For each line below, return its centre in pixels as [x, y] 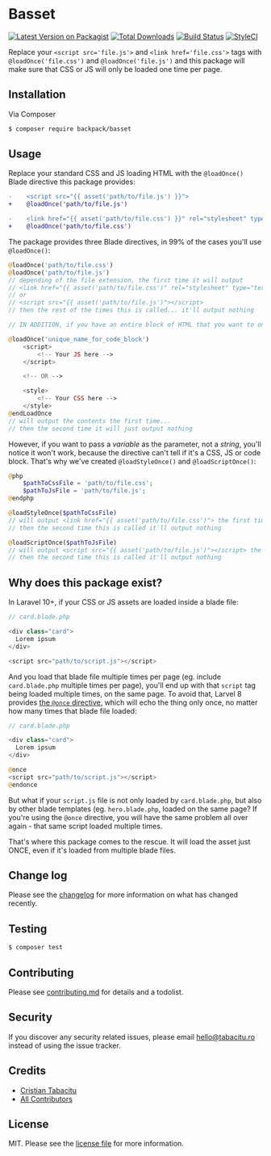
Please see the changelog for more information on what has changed [123, 895]
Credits [27, 1071]
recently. [23, 903]
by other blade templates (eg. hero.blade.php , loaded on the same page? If [133, 809]
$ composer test [35, 948]
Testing [28, 929]
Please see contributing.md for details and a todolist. [96, 992]
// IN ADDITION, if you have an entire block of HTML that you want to [131, 325]
